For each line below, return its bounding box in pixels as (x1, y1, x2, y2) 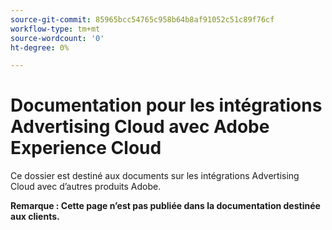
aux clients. (10, 211, 60, 223)
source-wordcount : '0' (10, 33, 105, 43)
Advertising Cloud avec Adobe (10, 116, 270, 138)
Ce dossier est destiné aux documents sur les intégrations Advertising (10, 170, 300, 182)
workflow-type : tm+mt (10, 24, 101, 34)
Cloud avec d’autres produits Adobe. (10, 181, 162, 193)
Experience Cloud (10, 137, 162, 160)
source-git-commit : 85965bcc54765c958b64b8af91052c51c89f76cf (10, 14, 275, 25)
